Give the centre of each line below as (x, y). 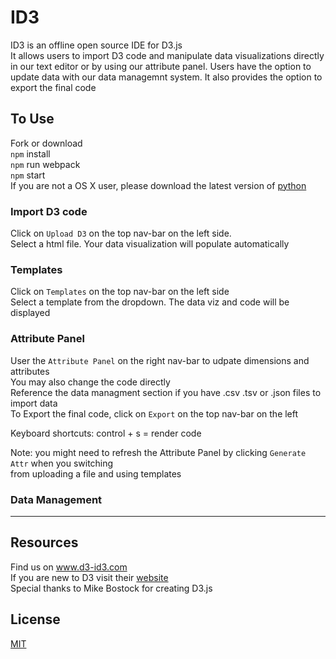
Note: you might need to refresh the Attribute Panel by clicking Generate (158, 452)
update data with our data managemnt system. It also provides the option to (166, 77)
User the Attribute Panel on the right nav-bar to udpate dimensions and (160, 360)
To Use (32, 119)
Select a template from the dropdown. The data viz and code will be (150, 302)
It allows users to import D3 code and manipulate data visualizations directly (167, 55)
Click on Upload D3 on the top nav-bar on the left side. (121, 233)
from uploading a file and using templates (96, 473)
